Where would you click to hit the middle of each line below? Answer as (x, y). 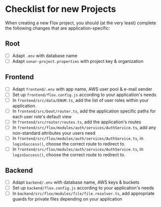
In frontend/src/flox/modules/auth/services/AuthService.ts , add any (84, 128)
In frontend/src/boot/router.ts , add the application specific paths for (84, 111)
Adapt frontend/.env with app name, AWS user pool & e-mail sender (82, 89)
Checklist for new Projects (61, 9)
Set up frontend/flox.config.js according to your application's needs (84, 95)
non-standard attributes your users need (54, 133)
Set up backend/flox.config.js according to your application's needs (83, 188)
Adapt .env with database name (45, 55)
